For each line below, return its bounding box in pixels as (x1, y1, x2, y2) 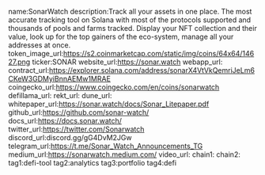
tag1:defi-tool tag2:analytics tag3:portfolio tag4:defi (8, 158, 176, 167)
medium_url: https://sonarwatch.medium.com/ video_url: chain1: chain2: (8, 150, 241, 159)
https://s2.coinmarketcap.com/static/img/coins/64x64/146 (62, 49, 255, 58)
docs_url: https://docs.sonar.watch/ (8, 116, 123, 125)
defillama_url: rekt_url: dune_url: (8, 91, 112, 100)
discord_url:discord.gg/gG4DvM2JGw (8, 133, 132, 142)
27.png (8, 57, 31, 67)
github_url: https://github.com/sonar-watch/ (8, 108, 150, 117)
